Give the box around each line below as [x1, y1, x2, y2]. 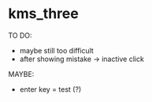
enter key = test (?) [19, 84, 82, 94]
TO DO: [8, 31, 33, 40]
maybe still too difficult [19, 46, 95, 55]
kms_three [8, 5, 79, 23]
